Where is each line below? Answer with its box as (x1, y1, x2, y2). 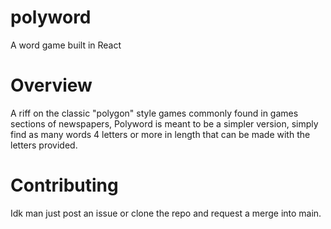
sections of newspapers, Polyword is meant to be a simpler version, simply (10, 117, 319, 130)
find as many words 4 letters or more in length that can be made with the (10, 128, 311, 140)
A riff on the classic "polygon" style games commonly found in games (10, 107, 299, 119)
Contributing (10, 174, 119, 197)
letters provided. (10, 139, 78, 151)
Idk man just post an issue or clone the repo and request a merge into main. (10, 207, 322, 219)
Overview (10, 74, 93, 97)
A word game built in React (10, 39, 122, 51)
